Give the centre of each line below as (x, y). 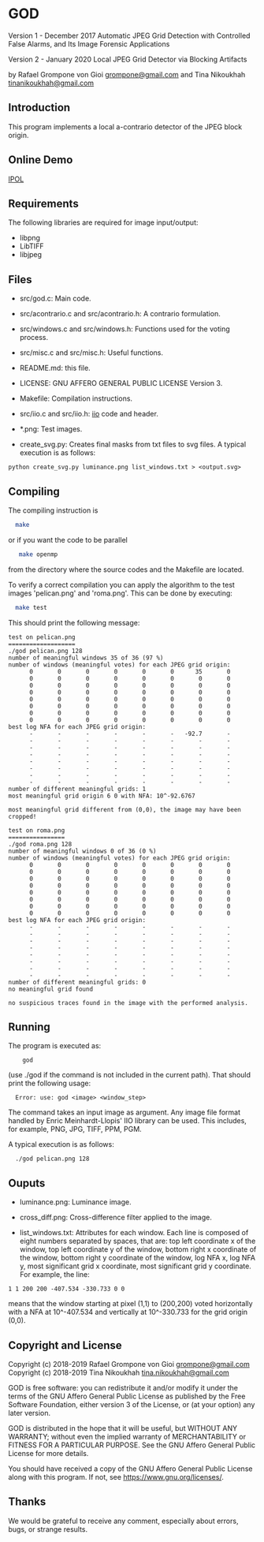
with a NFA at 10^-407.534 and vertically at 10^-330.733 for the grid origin (128, 1312)
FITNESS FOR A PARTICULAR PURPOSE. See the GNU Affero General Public (132, 1445)
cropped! (22, 816)
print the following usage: (50, 1083)
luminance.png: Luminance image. (75, 1202)
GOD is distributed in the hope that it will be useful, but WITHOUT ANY (123, 1428)
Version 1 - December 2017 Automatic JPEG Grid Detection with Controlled (129, 35)
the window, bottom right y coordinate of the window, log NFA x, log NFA (138, 1258)
